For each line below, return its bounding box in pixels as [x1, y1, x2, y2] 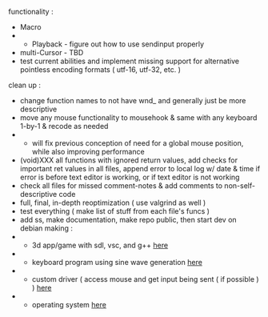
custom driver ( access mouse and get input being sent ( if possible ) [31, 275, 259, 283]
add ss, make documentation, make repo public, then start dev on [19, 215, 238, 224]
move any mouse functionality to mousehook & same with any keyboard [19, 113, 258, 122]
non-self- [223, 181, 256, 191]
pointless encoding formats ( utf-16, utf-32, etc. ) [19, 65, 182, 74]
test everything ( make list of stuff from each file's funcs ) [19, 207, 210, 215]
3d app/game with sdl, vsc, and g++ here [31, 240, 169, 250]
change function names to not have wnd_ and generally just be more [19, 96, 246, 105]
